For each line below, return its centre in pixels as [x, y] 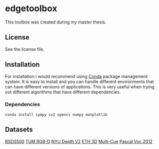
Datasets [19, 130]
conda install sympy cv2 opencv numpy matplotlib [56, 115]
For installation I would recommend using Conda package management [76, 76]
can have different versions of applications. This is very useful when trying [80, 86]
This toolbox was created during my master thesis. [56, 22]
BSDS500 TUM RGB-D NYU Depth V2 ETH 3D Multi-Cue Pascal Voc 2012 [79, 141]
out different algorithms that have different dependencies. [63, 92]
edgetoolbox [31, 9]
